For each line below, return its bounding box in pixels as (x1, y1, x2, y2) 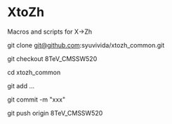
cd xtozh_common (7, 68, 61, 76)
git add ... (7, 81, 35, 90)
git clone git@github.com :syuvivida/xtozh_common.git (7, 41, 165, 49)
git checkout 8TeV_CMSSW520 (7, 54, 98, 63)
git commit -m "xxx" (7, 95, 65, 104)
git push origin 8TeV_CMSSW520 (7, 109, 103, 117)
